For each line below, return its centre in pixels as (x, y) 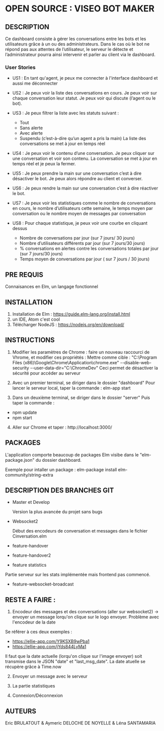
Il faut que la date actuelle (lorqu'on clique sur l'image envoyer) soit (74, 656)
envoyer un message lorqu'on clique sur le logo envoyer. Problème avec (86, 617)
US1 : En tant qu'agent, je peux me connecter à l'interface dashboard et (85, 78)
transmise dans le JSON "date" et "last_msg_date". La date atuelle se (75, 662)
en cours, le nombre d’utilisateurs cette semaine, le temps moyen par (82, 208)
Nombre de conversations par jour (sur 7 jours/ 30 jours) (77, 238)
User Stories (20, 67)
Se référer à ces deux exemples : (39, 632)
